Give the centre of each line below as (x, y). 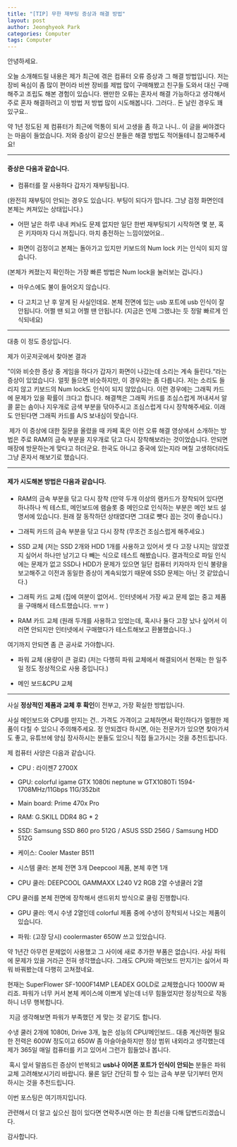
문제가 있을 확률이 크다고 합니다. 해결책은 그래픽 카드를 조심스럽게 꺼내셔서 (117, 398)
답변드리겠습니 (205, 1112)
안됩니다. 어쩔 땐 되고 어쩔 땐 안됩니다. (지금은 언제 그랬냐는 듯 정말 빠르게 (119, 311)
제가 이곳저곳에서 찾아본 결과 (47, 356)
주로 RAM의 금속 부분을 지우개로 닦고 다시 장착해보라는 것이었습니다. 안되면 (124, 440)
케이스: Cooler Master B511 (56, 852)
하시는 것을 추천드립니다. (41, 1082)
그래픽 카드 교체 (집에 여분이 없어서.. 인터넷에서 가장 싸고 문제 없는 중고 (115, 596)
